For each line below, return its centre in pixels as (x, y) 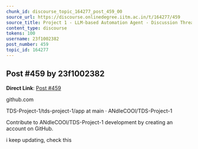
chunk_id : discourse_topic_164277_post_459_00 (64, 11)
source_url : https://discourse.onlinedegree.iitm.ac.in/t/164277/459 (93, 17)
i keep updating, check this (39, 140)
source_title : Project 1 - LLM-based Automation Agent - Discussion (92, 22)
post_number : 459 (27, 45)
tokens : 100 (21, 34)
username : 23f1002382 (33, 39)
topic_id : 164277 (27, 50)
